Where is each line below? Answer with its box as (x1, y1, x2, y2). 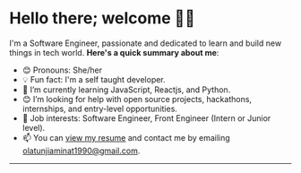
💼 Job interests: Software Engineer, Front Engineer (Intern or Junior (21, 112, 271, 124)
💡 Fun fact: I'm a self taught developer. (21, 74, 166, 84)
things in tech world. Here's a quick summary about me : (9, 47, 219, 57)
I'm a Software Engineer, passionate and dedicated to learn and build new (9, 38, 282, 48)
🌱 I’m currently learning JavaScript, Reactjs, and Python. (21, 84, 231, 95)
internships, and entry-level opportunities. (21, 103, 177, 114)
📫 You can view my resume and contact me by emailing (21, 132, 230, 143)
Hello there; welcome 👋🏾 (9, 8, 195, 29)
